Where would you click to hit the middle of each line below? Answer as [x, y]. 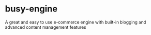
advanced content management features [45, 27]
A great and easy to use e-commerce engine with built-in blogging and [76, 22]
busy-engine [31, 9]
